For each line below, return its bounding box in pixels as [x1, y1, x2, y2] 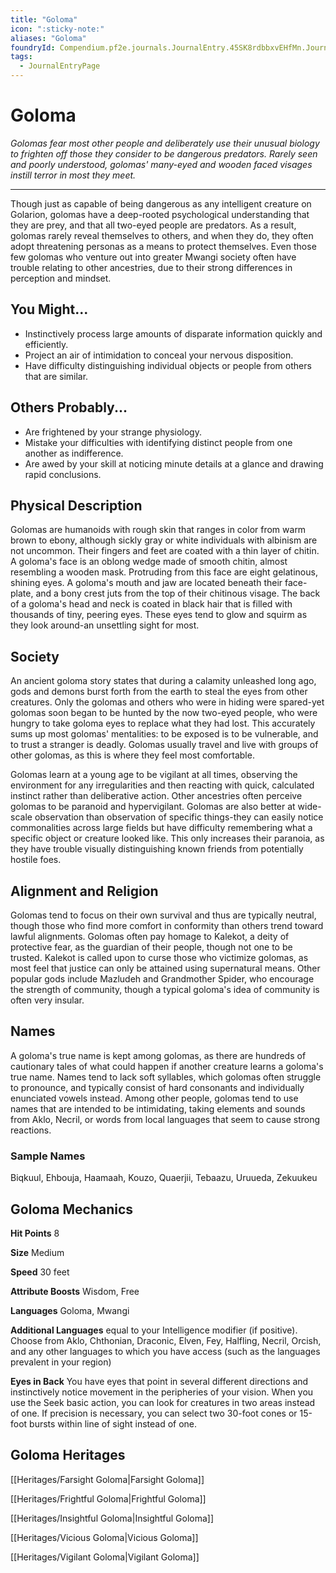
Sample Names [10, 1149, 86, 1163]
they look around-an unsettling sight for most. [10, 619, 200, 631]
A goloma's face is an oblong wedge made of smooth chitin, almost [10, 556, 288, 568]
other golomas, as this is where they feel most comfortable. [10, 749, 255, 761]
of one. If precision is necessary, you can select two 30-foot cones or [10, 1407, 298, 1419]
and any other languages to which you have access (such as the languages [10, 1345, 321, 1357]
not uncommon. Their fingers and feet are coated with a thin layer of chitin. [10, 545, 320, 557]
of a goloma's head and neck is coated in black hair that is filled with [10, 598, 293, 610]
